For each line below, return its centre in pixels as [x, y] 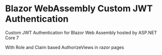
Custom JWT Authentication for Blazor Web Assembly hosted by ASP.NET [81, 32]
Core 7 [12, 38]
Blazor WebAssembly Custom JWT [79, 9]
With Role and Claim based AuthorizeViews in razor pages [65, 47]
